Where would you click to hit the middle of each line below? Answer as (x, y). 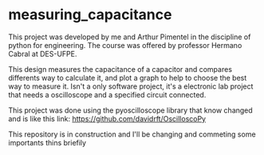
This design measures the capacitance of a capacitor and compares (120, 69)
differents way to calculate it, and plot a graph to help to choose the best (128, 77)
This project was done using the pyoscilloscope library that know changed (130, 110)
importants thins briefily (47, 142)
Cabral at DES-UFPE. (43, 54)
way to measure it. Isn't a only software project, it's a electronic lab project (131, 86)
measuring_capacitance (90, 15)
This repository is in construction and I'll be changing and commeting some (132, 134)
